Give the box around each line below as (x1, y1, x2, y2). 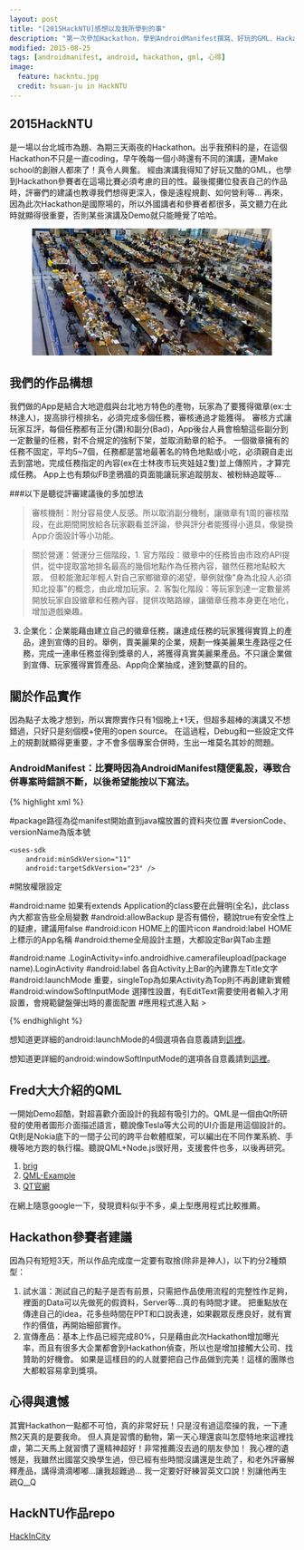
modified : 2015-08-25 (9, 44, 91, 53)
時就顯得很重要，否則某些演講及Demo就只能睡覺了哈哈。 (9, 210, 222, 220)
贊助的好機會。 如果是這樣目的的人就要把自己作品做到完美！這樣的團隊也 (22, 1354, 295, 1365)
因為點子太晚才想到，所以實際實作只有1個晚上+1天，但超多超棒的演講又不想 (9, 715, 291, 726)
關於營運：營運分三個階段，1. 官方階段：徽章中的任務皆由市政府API (31, 550, 282, 561)
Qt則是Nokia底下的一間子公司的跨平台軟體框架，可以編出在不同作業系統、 (9, 1131, 286, 1142)
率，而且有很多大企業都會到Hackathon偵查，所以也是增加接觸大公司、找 (22, 1342, 294, 1353)
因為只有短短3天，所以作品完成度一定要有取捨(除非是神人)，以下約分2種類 (9, 1255, 287, 1266)
